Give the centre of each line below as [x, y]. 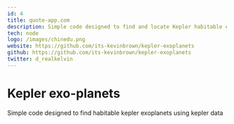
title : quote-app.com [39, 20]
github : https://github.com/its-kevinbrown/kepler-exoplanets [99, 53]
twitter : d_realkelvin [40, 59]
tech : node [23, 33]
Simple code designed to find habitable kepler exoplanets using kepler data [115, 113]
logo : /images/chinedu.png [46, 40]
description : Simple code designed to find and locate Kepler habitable [115, 26]
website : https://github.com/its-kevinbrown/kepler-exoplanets [101, 46]
